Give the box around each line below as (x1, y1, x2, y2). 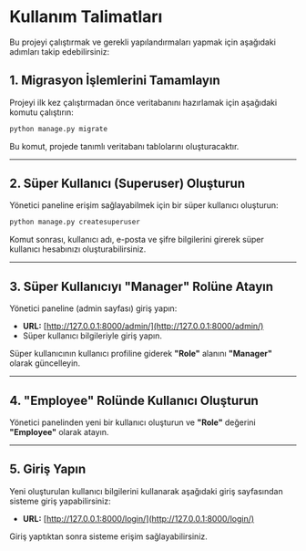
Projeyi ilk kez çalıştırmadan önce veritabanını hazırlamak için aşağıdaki (9, 97, 278, 108)
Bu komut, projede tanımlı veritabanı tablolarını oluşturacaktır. (9, 140, 240, 151)
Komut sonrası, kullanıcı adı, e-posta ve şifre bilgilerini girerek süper (9, 234, 264, 245)
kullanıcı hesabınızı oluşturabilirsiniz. (9, 244, 147, 255)
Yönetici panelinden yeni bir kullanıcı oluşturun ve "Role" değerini (9, 417, 257, 428)
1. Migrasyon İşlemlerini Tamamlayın (9, 73, 220, 88)
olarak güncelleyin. (9, 358, 80, 369)
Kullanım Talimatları (9, 6, 163, 27)
